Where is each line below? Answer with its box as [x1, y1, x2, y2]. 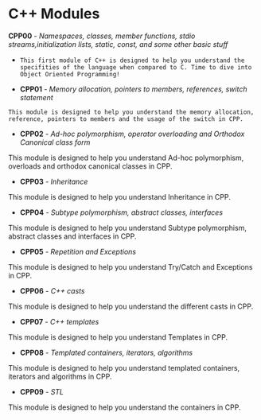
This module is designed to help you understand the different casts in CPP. [8, 301, 254, 311]
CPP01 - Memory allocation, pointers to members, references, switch [19, 84, 247, 94]
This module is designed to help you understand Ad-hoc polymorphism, [8, 153, 244, 162]
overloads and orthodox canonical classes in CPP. [8, 161, 173, 171]
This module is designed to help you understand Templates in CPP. [8, 332, 228, 342]
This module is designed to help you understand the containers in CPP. [8, 402, 241, 412]
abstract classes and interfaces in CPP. [8, 231, 137, 241]
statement [19, 92, 53, 102]
